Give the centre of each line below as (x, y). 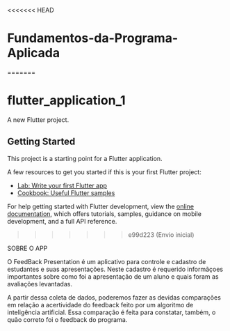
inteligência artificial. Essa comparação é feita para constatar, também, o (112, 312)
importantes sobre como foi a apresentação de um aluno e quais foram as (113, 276)
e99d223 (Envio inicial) (161, 234)
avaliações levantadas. (40, 284)
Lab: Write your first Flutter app (62, 185)
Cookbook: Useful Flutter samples (66, 193)
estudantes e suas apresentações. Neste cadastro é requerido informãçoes (115, 269)
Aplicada (34, 53)
